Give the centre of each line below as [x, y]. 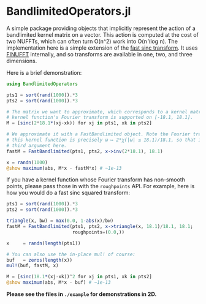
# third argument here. [37, 145]
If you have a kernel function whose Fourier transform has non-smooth [96, 180]
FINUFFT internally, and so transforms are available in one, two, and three [100, 54]
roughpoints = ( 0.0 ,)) [98, 232]
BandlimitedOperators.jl [69, 11]
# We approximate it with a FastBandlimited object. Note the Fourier [98, 134]
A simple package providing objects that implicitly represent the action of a [101, 28]
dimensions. [22, 61]
